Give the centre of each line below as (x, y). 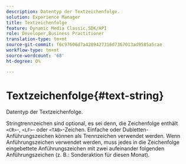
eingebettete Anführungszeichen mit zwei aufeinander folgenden (85, 149)
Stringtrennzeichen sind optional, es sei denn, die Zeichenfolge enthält (92, 123)
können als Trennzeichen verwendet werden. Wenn (118, 136)
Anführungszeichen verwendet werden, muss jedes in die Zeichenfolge (93, 142)
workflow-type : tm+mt (33, 50)
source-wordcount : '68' (35, 56)
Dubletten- (136, 130)
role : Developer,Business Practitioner (55, 34)
